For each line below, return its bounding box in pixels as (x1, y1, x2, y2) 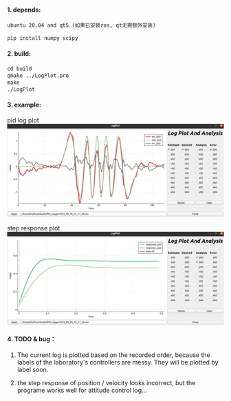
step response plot (7, 224, 60, 232)
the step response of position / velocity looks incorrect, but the (16, 378, 196, 387)
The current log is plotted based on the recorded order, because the (16, 351, 211, 359)
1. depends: (7, 6, 41, 14)
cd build (7, 65, 32, 72)
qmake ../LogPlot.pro (7, 72, 69, 79)
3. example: (7, 100, 41, 109)
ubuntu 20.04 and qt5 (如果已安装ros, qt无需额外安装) (7, 22, 156, 29)
